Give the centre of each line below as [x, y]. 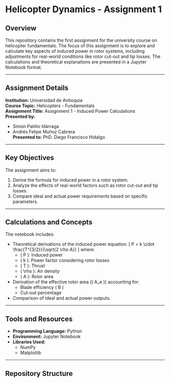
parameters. [25, 201]
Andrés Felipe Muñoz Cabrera [44, 132]
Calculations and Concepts [49, 222]
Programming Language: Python [47, 331]
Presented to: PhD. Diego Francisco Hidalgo [59, 137]
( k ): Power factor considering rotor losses [65, 261]
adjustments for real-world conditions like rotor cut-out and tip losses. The [83, 56]
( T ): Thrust [33, 266]
